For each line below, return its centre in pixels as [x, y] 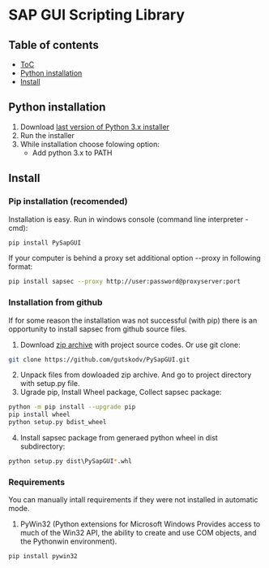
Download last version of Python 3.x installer [95, 127]
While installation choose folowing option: [90, 144]
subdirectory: [43, 447]
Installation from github [56, 302]
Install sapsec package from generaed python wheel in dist [119, 438]
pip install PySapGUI [45, 243]
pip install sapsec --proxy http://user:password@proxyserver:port [125, 282]
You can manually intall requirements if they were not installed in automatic [133, 500]
